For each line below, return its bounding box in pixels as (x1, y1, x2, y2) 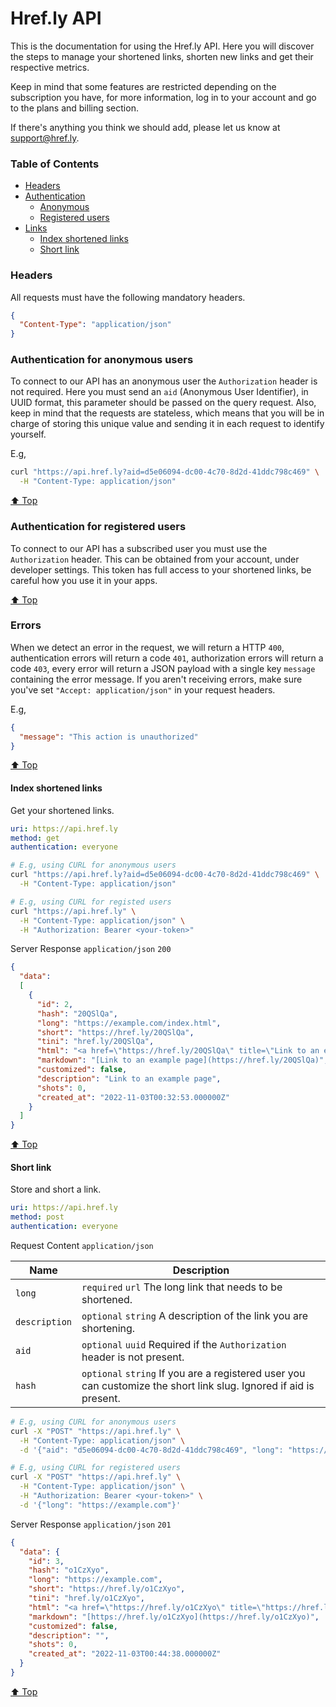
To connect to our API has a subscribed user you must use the (10, 542, 268, 554)
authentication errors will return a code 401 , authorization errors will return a (10, 652, 324, 664)
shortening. (81, 1321, 136, 1335)
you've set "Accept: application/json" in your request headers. (10, 683, 276, 696)
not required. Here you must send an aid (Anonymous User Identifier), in (10, 386, 309, 398)
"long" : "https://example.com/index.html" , (36, 1018, 222, 1028)
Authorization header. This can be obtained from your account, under (10, 553, 300, 565)
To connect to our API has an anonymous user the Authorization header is (10, 375, 318, 387)
